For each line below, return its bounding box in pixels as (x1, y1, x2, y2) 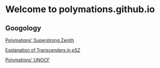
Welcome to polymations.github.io (5, 4, 155, 15)
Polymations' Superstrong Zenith (5, 37, 74, 43)
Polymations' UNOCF (5, 57, 50, 63)
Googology (5, 24, 42, 32)
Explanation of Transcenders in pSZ (5, 47, 81, 53)
